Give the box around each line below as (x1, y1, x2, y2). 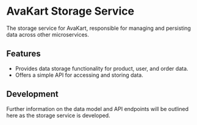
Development (6, 89, 59, 99)
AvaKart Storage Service (6, 4, 135, 18)
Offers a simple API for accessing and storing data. (15, 71, 143, 79)
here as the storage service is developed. (6, 112, 111, 119)
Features (6, 49, 41, 59)
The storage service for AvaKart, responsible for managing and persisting (6, 24, 191, 32)
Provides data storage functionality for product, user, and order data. (15, 65, 188, 72)
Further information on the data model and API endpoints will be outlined (6, 105, 189, 112)
